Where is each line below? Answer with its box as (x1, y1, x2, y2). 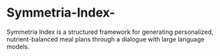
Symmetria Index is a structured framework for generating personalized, (6, 28, 214, 36)
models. (6, 42, 30, 50)
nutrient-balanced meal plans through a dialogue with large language (6, 35, 205, 43)
